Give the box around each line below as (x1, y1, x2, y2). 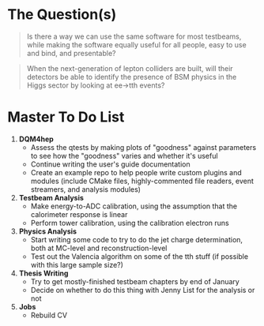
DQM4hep (18, 134, 55, 144)
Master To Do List (7, 108, 125, 126)
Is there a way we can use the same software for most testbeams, (26, 32, 242, 41)
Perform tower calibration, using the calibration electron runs (30, 218, 230, 227)
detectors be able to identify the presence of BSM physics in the (26, 72, 237, 81)
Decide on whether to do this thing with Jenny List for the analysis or (30, 285, 255, 294)
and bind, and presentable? (26, 48, 116, 58)
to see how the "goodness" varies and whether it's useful (30, 151, 218, 160)
